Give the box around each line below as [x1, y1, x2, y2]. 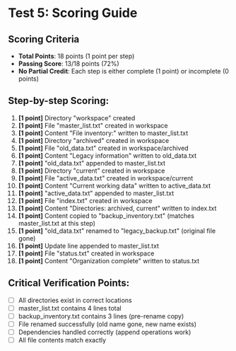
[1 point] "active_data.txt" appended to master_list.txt [18, 189, 175, 197]
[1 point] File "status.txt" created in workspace [18, 249, 155, 258]
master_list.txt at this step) [18, 219, 96, 227]
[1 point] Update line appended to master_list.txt [18, 241, 160, 250]
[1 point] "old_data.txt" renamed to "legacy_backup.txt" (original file [18, 226, 216, 235]
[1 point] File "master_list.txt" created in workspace [18, 121, 168, 130]
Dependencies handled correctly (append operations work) [18, 328, 191, 336]
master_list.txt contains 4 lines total [18, 304, 122, 312]
